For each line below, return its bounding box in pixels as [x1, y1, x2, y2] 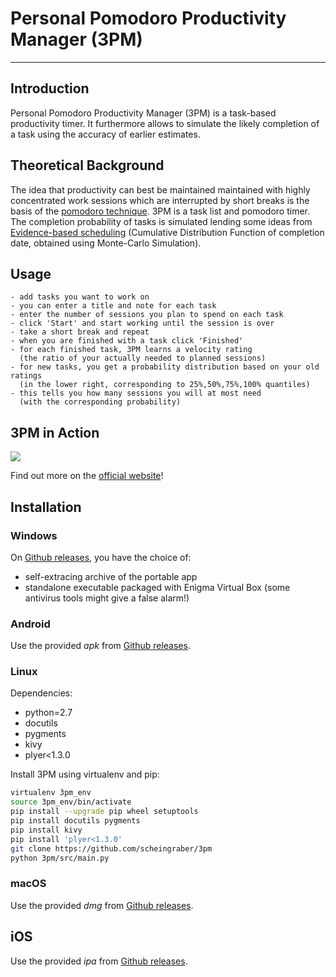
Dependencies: [10, 687, 73, 699]
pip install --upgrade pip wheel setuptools [10, 807, 199, 817]
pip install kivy [10, 825, 83, 835]
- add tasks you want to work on [10, 292, 150, 302]
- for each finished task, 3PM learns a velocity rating [10, 345, 253, 355]
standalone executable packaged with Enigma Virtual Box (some [24, 581, 291, 593]
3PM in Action [10, 424, 100, 441]
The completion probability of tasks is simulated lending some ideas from [10, 215, 313, 227]
